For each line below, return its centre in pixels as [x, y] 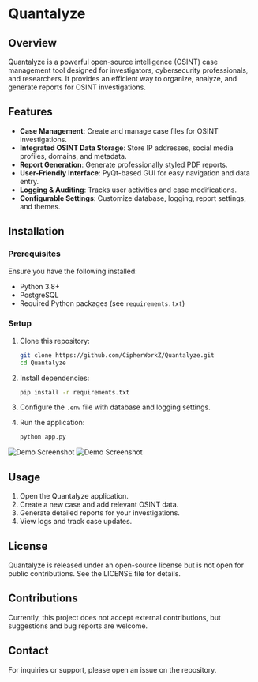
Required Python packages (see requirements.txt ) [102, 303]
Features [30, 112]
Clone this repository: [54, 341]
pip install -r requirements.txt [75, 392]
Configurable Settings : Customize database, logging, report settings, [133, 198]
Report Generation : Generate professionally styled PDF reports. [123, 164]
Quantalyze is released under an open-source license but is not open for [126, 565]
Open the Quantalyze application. [74, 496]
